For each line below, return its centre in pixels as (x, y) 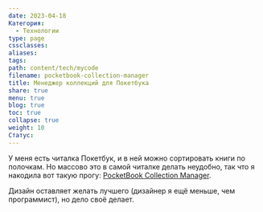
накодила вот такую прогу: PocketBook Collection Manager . (110, 175)
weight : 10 (27, 128)
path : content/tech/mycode (53, 68)
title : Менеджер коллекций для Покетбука (79, 83)
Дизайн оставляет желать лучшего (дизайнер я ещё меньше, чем (122, 190)
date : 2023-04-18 (37, 16)
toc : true (25, 113)
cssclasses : (28, 46)
